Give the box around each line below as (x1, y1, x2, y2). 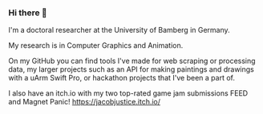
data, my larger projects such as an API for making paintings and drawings (8, 65, 254, 74)
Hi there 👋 (8, 7, 48, 18)
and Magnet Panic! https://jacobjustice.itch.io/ (8, 97, 161, 107)
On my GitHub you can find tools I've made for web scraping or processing (8, 56, 256, 66)
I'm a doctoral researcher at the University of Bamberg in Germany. (8, 26, 230, 35)
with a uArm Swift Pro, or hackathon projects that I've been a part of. (8, 73, 235, 83)
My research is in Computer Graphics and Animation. (8, 41, 184, 50)
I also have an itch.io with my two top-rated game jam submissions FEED (8, 88, 249, 98)
